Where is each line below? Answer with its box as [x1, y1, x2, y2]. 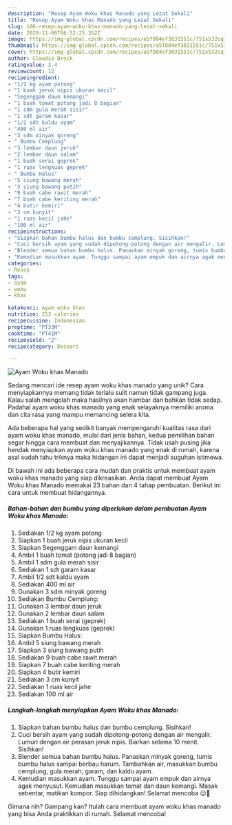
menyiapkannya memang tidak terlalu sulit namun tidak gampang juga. [8, 389, 209, 397]
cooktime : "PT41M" [8, 330, 61, 337]
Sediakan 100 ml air [17, 690, 74, 698]
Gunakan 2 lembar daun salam [17, 609, 105, 618]
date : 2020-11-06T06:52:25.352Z [8, 29, 101, 37]
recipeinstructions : [8, 228, 67, 235]
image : [8, 36, 27, 43]
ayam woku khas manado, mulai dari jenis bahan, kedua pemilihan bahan [8, 431, 215, 440]
